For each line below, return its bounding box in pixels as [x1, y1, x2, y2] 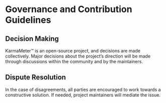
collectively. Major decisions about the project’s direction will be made [5, 53, 151, 59]
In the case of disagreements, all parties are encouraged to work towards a [5, 86, 161, 92]
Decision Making [5, 34, 59, 43]
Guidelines [5, 14, 51, 26]
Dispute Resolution [5, 73, 66, 82]
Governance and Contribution [5, 4, 132, 15]
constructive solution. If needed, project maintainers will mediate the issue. [5, 92, 161, 98]
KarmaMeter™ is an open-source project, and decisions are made [5, 48, 141, 54]
